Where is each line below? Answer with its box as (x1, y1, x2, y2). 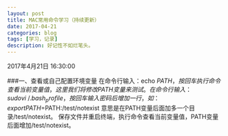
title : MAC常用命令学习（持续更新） (7, 17, 100, 23)
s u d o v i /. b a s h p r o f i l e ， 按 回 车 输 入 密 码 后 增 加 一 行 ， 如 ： (7, 94, 160, 104)
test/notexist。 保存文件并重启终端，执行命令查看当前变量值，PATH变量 (15, 112, 219, 121)
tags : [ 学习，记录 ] (7, 36, 58, 43)
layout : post (7, 10, 45, 17)
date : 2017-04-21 (7, 23, 57, 30)
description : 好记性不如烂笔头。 (7, 42, 94, 49)
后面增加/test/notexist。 (7, 121, 75, 129)
